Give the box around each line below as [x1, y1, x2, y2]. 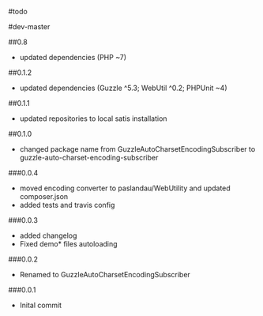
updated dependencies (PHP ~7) [19, 53, 127, 62]
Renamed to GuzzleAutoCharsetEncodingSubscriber [19, 270, 191, 279]
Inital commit [19, 300, 62, 310]
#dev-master [8, 22, 51, 31]
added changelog [19, 231, 77, 240]
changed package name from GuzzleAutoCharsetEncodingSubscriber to [19, 145, 256, 153]
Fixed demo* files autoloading [19, 239, 118, 248]
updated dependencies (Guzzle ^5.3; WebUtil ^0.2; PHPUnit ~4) [19, 83, 227, 92]
